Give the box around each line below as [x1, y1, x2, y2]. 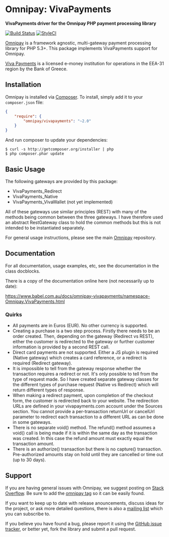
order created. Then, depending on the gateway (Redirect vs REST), [12, 333, 154, 339]
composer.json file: [5, 99, 44, 105]
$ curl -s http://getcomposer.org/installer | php [5, 147, 114, 152]
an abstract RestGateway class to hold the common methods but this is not [5, 219, 161, 226]
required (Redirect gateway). [12, 360, 72, 366]
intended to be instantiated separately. [5, 225, 85, 231]
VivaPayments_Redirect [12, 188, 62, 194]
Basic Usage [5, 165, 45, 173]
